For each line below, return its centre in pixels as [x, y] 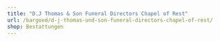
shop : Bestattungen [36, 26]
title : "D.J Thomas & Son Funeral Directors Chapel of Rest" [98, 14]
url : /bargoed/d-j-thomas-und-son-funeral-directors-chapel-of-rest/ [110, 20]
